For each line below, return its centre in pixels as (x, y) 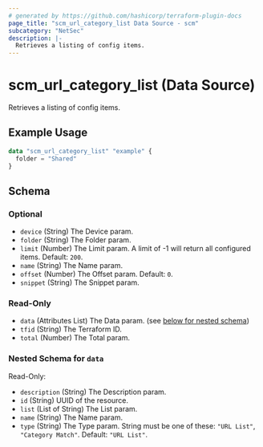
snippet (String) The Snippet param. (80, 282)
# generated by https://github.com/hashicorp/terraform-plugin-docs (125, 16)
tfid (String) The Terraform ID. (71, 329)
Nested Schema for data (56, 359)
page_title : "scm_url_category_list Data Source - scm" (103, 23)
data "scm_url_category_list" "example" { (80, 151)
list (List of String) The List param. (79, 408)
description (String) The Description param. (93, 392)
